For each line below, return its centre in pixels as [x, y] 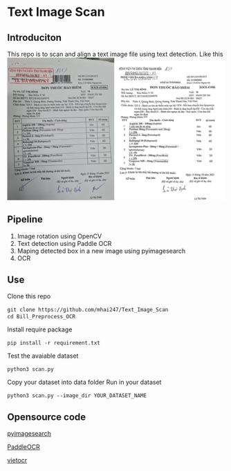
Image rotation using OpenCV [59, 236]
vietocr [17, 461]
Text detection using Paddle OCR [64, 243]
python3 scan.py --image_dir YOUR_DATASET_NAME [77, 396]
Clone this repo [29, 296]
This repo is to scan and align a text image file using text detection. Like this [115, 54]
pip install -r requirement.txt [54, 343]
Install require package [40, 329]
